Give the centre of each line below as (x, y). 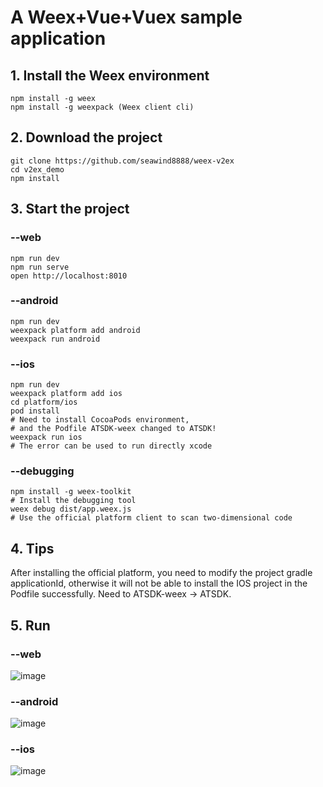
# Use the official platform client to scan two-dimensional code (151, 518)
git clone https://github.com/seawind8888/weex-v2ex (122, 161)
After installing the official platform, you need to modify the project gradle (161, 573)
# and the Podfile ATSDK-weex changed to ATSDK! (113, 429)
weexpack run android (55, 339)
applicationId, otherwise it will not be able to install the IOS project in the (159, 583)
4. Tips (32, 548)
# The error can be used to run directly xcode (111, 446)
